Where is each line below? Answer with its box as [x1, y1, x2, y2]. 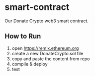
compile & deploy [11, 61, 48, 67]
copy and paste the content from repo [11, 56, 90, 62]
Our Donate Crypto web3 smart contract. [4, 18, 89, 24]
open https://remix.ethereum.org [11, 45, 79, 51]
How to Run [4, 32, 41, 40]
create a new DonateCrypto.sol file [11, 50, 84, 56]
